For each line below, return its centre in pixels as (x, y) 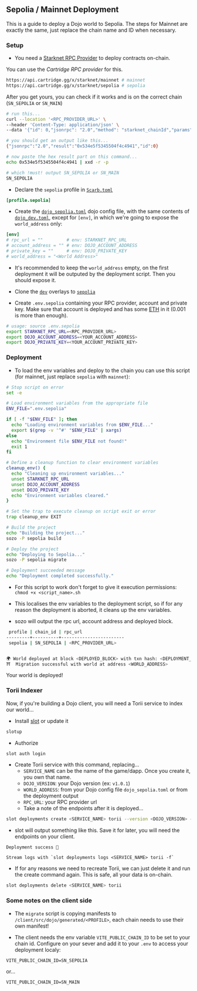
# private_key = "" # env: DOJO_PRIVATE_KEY (67, 251)
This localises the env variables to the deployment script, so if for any (98, 604)
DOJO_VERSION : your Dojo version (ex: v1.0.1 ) (77, 783)
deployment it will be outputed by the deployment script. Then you (95, 274)
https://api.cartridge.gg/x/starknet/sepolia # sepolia (76, 85)
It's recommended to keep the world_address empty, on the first (91, 268)
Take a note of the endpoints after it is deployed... (83, 809)
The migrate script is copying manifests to (65, 913)
